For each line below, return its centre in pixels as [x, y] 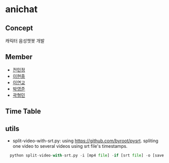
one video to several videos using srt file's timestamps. [70, 146]
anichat [22, 9]
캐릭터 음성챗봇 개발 [25, 41]
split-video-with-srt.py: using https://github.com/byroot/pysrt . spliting [85, 141]
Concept [19, 28]
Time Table [23, 112]
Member [19, 57]
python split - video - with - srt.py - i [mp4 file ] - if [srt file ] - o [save [87, 155]
